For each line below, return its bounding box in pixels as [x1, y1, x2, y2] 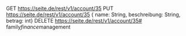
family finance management [6, 23, 71, 30]
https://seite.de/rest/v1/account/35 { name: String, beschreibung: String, [6, 11, 181, 18]
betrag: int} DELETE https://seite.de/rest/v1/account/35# [6, 17, 142, 24]
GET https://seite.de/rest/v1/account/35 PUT [6, 5, 114, 12]
